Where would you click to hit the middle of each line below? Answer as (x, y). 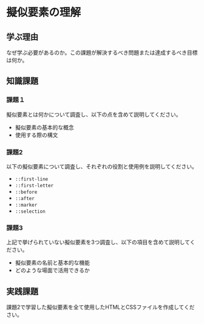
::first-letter (34, 185)
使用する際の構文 (36, 135)
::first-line (32, 179)
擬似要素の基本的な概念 (44, 127)
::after (25, 198)
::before (26, 192)
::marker (26, 205)
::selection (30, 211)
